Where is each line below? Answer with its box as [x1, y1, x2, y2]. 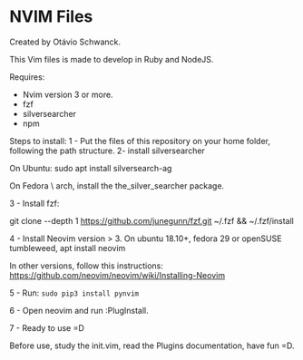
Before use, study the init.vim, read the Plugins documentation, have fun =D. [9, 340, 295, 351]
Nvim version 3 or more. [22, 89, 113, 100]
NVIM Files [9, 6, 93, 27]
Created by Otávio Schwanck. [9, 36, 121, 47]
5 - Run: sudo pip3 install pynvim [9, 287, 139, 298]
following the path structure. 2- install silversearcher [9, 145, 206, 156]
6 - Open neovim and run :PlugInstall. [9, 305, 150, 316]
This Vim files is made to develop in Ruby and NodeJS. [9, 54, 214, 64]
